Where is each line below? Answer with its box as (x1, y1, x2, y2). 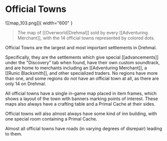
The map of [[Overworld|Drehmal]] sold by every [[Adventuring (17, 29, 148, 35)
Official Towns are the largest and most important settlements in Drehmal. (5, 44, 157, 50)
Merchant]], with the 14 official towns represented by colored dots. (17, 35, 155, 41)
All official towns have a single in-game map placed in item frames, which (5, 90, 157, 96)
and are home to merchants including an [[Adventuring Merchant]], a (5, 65, 147, 71)
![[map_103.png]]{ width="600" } (5, 20, 73, 26)
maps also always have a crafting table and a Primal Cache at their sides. (5, 101, 156, 107)
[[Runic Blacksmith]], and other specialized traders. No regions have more (5, 70, 158, 76)
